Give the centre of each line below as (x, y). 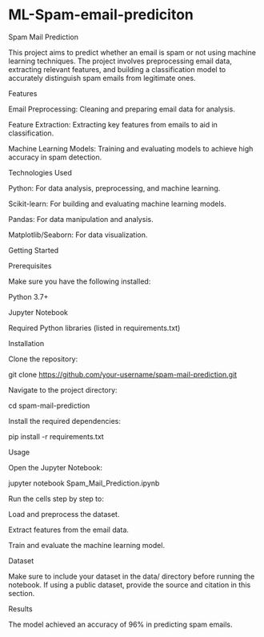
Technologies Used (40, 172)
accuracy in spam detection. (55, 157)
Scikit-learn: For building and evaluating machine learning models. (117, 204)
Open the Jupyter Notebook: (55, 467)
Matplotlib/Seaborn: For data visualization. (78, 235)
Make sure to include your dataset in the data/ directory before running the (132, 576)
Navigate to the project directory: (63, 389)
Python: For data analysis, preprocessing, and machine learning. (114, 188)
